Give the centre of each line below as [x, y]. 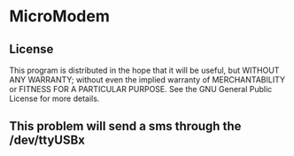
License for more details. [54, 98]
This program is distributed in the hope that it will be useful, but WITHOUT [144, 70]
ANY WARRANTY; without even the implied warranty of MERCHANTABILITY [147, 80]
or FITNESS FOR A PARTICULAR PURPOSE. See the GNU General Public [141, 89]
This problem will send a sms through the [125, 126]
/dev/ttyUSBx [47, 140]
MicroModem [60, 16]
